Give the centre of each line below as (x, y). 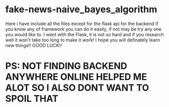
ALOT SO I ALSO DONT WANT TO (77, 88)
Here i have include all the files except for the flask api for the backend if (82, 24)
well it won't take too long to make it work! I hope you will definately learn (83, 40)
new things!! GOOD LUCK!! (34, 45)
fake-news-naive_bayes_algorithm (81, 9)
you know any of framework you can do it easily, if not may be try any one (83, 29)
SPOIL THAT (32, 99)
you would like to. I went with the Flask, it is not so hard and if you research (84, 34)
